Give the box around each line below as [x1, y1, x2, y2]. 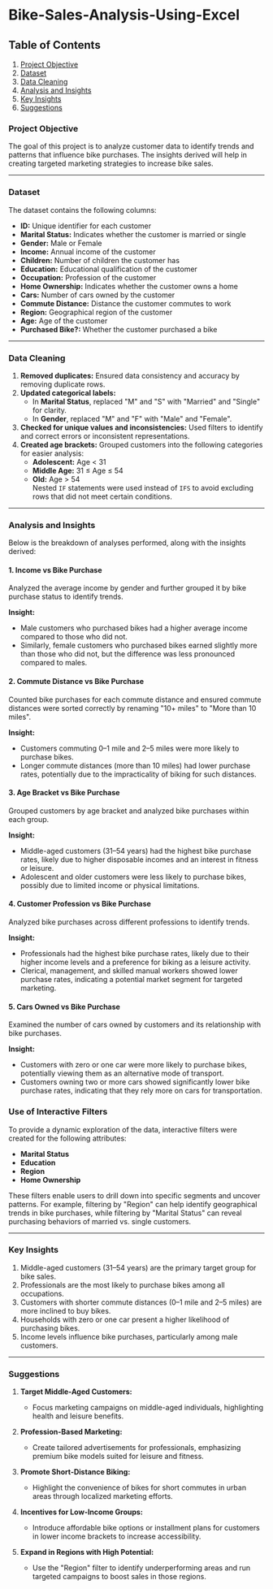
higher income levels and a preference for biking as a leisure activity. [19, 957, 251, 967]
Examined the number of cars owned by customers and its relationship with [8, 1020, 262, 1029]
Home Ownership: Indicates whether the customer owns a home [19, 281, 238, 291]
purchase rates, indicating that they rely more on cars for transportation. [19, 1086, 262, 1096]
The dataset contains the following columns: [8, 205, 157, 214]
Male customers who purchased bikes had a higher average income [19, 623, 248, 633]
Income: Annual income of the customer [19, 246, 156, 257]
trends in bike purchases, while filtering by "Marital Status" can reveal [8, 1208, 242, 1218]
